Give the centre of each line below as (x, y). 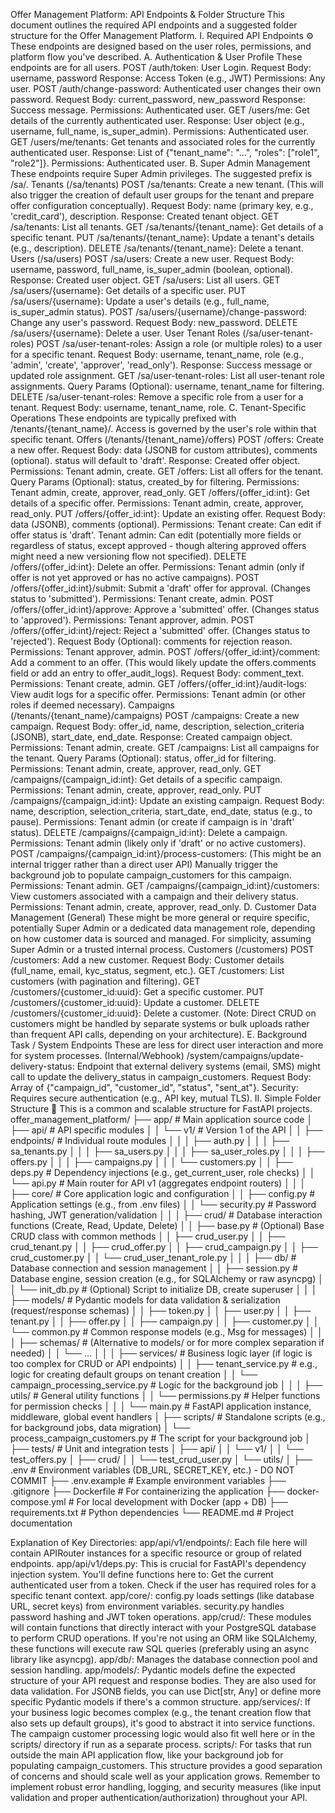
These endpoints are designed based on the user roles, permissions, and (161, 46)
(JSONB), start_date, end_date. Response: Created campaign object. (151, 737)
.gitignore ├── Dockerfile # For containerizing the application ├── (147, 1491)
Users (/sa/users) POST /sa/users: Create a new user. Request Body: (152, 258)
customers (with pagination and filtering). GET (105, 981)
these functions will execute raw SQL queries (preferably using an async (160, 1648)
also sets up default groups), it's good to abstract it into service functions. (163, 1723)
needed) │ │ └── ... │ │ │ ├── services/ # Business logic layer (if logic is (161, 1353)
